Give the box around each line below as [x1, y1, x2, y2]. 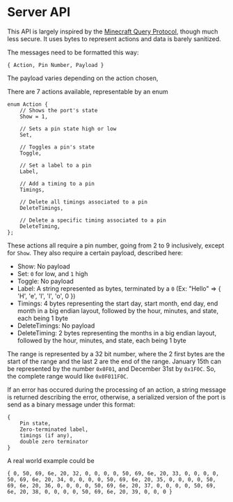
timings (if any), [19, 432, 73, 439]
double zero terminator [19, 438, 89, 445]
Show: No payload [17, 262, 71, 271]
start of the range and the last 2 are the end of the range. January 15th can [7, 357, 221, 365]
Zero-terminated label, [19, 426, 89, 433]
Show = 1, [19, 113, 49, 120]
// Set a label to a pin [19, 162, 92, 169]
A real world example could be [7, 456, 95, 464]
